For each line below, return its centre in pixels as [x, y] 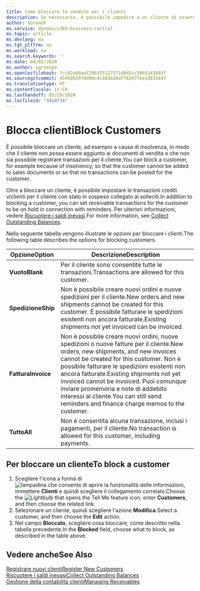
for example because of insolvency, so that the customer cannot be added [97, 166]
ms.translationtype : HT [36, 84]
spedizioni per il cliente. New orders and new [123, 296]
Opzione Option [32, 255]
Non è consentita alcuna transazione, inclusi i [124, 421]
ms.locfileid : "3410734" [37, 100]
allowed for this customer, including [110, 436]
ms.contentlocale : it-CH [37, 90]
